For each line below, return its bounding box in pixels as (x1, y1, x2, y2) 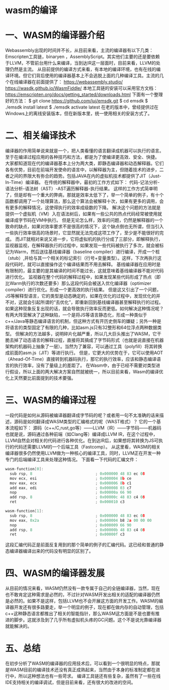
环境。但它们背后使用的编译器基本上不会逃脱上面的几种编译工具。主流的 (9, 73, 159, 79)
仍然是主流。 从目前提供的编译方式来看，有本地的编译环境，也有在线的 (9, 66, 156, 72)
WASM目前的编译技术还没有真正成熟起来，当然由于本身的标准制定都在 (9, 667, 156, 673)
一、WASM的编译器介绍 (5, 30, 105, 41)
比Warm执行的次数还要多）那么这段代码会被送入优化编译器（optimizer (5, 280, 152, 286)
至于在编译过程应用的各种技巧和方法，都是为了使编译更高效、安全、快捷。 (5, 154, 159, 160)
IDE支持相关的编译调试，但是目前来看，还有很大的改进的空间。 (5, 679, 136, 685)
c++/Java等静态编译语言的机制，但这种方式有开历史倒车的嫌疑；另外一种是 (5, 318, 162, 324)
